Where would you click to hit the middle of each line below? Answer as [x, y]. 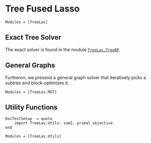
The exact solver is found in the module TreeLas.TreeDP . [63, 49]
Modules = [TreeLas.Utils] [33, 136]
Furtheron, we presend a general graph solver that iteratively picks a [76, 77]
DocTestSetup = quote [29, 119]
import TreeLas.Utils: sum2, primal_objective [63, 123]
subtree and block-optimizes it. [37, 83]
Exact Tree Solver [33, 37]
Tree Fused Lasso [42, 9]
